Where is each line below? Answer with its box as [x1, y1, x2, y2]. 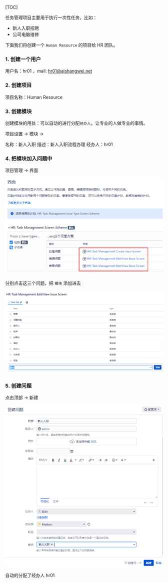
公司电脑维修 [12, 31, 39, 37]
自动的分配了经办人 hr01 [5, 572, 55, 578]
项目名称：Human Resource [5, 94, 63, 100]
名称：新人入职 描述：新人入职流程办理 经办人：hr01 [5, 141, 113, 147]
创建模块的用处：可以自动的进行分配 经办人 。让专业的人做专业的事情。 [5, 120, 148, 126]
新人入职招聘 [12, 25, 39, 31]
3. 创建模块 [5, 107, 32, 114]
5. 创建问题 [5, 382, 32, 389]
